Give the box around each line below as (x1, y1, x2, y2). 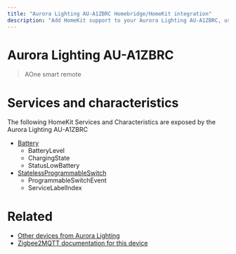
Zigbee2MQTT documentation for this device (17, 239, 148, 248)
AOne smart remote (24, 70, 82, 79)
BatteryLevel (27, 147, 65, 155)
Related (7, 208, 53, 225)
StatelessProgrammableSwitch (17, 169, 107, 178)
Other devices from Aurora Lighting (17, 232, 121, 240)
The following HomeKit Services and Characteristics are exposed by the (7, 118, 216, 126)
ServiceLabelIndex (27, 184, 82, 192)
